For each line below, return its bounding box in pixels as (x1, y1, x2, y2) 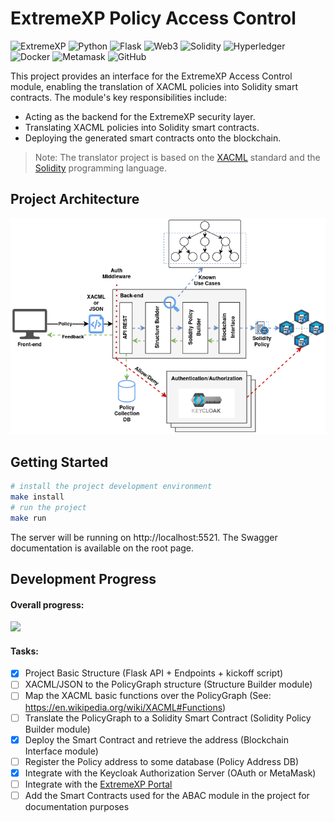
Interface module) (24, 745, 99, 757)
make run (10, 513, 47, 523)
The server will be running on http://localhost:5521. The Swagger (10, 531, 278, 543)
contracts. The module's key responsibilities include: (10, 91, 227, 103)
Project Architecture (10, 191, 140, 208)
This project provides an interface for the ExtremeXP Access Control (10, 70, 293, 82)
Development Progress (10, 570, 157, 587)
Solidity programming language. (34, 162, 168, 174)
